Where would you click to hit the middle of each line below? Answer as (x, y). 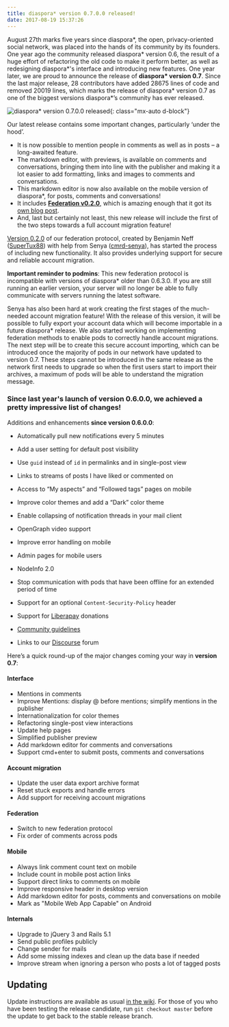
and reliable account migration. (51, 260)
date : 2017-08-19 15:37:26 (45, 20)
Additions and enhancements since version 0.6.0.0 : (81, 422)
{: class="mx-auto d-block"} (150, 111)
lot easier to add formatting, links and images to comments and (106, 174)
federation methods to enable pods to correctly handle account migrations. (113, 337)
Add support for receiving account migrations (81, 798)
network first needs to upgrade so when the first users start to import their (112, 367)
